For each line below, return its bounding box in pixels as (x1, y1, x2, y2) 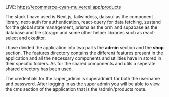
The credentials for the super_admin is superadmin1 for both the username (5, 76, 160, 81)
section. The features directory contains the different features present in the (5, 50, 163, 56)
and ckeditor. (19, 35, 46, 41)
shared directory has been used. (5, 66, 73, 72)
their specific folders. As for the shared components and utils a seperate (5, 61, 156, 66)
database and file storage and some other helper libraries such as (5, 30, 142, 35)
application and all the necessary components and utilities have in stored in (5, 55, 162, 61)
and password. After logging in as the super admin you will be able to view (5, 81, 160, 87)
